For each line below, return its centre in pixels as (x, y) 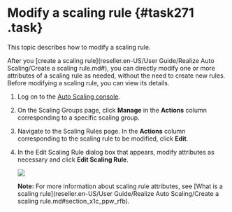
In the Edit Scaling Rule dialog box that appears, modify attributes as (116, 152)
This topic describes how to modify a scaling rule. (79, 47)
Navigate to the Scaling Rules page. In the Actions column (101, 131)
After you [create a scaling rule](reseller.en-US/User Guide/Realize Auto (111, 60)
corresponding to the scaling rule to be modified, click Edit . (103, 139)
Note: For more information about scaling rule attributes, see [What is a (120, 186)
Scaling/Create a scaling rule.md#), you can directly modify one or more (111, 68)
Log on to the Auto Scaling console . (69, 97)
